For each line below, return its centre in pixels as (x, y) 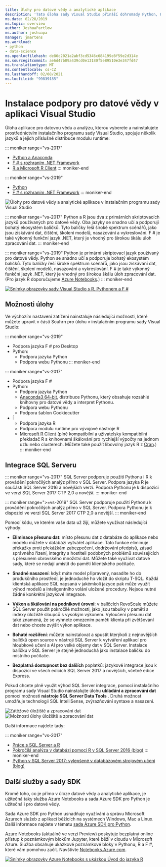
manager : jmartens (24, 38)
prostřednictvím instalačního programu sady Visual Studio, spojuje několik (80, 133)
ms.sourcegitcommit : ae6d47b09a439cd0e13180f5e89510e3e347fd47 (72, 60)
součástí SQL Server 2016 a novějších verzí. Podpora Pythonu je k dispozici (82, 488)
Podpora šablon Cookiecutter (50, 412)
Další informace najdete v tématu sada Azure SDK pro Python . (68, 824)
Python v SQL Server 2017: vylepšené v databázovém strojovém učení (84, 761)
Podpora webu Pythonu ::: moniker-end (60, 362)
